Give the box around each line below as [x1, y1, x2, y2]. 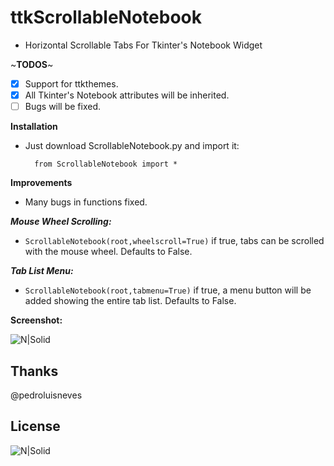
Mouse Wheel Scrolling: [10, 216, 112, 228]
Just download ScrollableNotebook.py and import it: [24, 140, 240, 152]
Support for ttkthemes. [24, 77, 119, 90]
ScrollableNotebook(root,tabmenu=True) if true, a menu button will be [24, 284, 312, 296]
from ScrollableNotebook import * [34, 159, 178, 170]
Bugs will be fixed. [24, 101, 102, 113]
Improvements [10, 177, 73, 189]
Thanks [10, 362, 59, 380]
